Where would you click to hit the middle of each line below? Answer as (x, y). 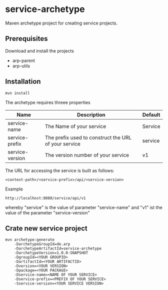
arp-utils (21, 65)
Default (151, 114)
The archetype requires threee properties (48, 102)
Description (91, 114)
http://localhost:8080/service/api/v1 (45, 198)
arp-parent (23, 60)
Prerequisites (26, 39)
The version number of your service (87, 155)
